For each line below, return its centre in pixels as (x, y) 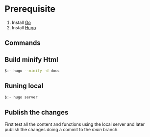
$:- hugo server (21, 97)
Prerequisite (30, 9)
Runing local (24, 86)
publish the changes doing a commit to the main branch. (62, 129)
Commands (23, 43)
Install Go (21, 22)
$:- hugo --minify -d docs (32, 71)
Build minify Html (31, 59)
